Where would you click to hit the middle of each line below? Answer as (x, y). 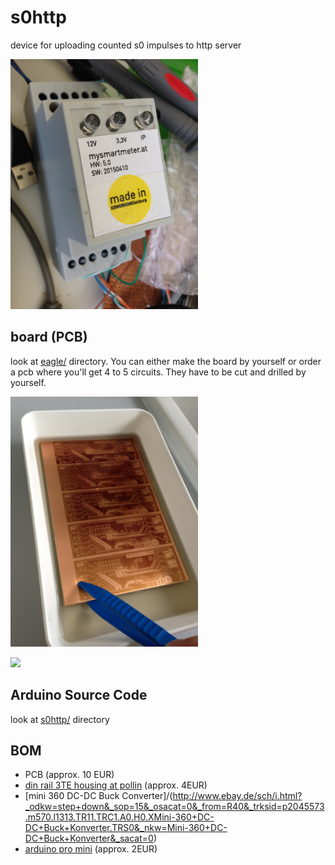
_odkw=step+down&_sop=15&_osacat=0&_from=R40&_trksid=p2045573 (174, 807)
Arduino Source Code (79, 695)
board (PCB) (49, 337)
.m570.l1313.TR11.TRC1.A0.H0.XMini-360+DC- (119, 817)
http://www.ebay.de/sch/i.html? (237, 796)
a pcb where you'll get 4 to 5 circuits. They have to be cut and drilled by (158, 372)
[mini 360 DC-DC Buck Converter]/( (98, 796)
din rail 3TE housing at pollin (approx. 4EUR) (116, 785)
